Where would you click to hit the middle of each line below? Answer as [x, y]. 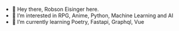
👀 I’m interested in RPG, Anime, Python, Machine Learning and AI [93, 15]
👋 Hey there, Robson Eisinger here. [55, 9]
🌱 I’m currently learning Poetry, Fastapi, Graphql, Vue [78, 22]
